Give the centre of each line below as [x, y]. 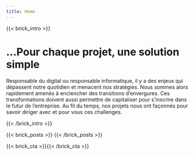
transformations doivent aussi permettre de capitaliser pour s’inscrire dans [96, 99]
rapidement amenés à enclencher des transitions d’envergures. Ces [88, 93]
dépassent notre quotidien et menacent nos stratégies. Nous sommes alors [97, 87]
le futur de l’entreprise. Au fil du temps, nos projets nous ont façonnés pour [97, 106]
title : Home [21, 11]
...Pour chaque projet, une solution [93, 52]
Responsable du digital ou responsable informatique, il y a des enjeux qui [95, 80]
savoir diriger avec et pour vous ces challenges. [64, 112]
